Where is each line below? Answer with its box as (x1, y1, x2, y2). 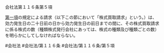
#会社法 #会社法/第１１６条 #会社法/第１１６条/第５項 (5, 43, 115, 48)
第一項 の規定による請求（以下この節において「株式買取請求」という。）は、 (5, 14, 157, 20)
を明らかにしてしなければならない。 (5, 33, 78, 38)
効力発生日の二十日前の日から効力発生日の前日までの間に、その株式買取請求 (5, 21, 160, 26)
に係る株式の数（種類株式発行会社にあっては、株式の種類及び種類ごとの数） (5, 26, 159, 32)
